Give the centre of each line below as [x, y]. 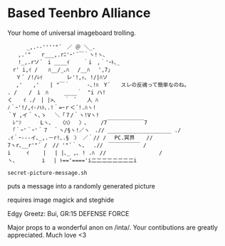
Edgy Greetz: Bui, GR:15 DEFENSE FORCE [68, 213]
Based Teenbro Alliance [79, 13]
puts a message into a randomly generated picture [81, 186]
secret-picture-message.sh [47, 173]
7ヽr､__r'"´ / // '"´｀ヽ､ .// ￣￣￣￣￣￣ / [77, 145]
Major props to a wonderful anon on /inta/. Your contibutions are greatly [113, 227]
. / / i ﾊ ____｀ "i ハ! [57, 92]
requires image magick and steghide [61, 200]
